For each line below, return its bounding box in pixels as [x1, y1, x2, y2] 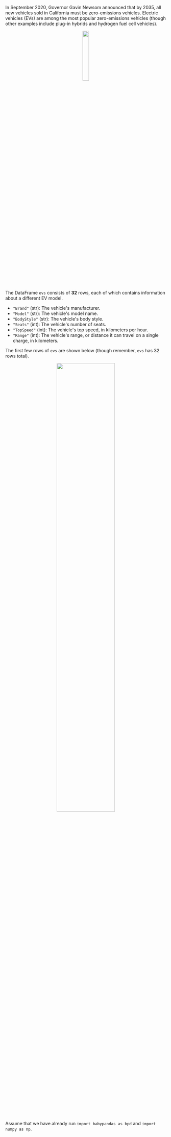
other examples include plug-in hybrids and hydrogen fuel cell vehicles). [5, 20, 158, 27]
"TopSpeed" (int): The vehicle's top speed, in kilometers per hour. [12, 327, 149, 333]
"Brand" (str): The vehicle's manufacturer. [12, 305, 101, 311]
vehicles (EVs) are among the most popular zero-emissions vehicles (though [5, 15, 166, 21]
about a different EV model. [5, 295, 63, 301]
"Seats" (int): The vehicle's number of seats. [12, 322, 106, 327]
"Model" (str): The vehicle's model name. [12, 310, 99, 316]
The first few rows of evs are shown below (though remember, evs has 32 [5, 348, 160, 353]
